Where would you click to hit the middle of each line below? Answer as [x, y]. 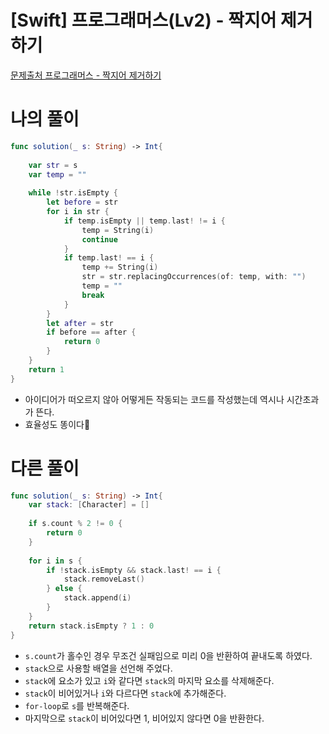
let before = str [82, 202]
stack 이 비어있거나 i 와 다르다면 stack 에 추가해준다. [125, 693]
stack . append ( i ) [97, 598]
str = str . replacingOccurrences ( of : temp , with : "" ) [194, 277]
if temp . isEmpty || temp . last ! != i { [144, 221]
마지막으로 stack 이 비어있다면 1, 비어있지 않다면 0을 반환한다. [144, 718]
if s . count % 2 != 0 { [75, 524]
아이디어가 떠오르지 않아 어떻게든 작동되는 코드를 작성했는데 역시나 [154, 399]
